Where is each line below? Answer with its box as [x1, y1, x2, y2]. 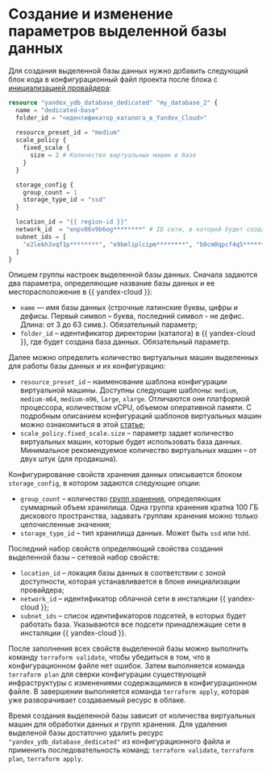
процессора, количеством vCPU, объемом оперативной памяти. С [19, 403, 252, 413]
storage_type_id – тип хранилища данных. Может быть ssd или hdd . [19, 528, 251, 538]
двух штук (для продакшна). [19, 454, 119, 464]
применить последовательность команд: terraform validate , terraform [8, 745, 254, 755]
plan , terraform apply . [8, 754, 84, 764]
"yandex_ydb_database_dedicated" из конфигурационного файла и [8, 736, 231, 747]
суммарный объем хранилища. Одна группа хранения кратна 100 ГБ [19, 502, 259, 513]
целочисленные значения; [19, 520, 111, 530]
